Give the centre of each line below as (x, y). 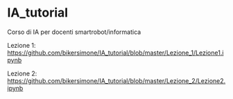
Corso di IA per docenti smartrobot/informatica (74, 32)
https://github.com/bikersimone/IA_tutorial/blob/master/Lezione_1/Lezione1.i (115, 53)
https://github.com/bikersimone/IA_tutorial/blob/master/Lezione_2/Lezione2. (116, 80)
